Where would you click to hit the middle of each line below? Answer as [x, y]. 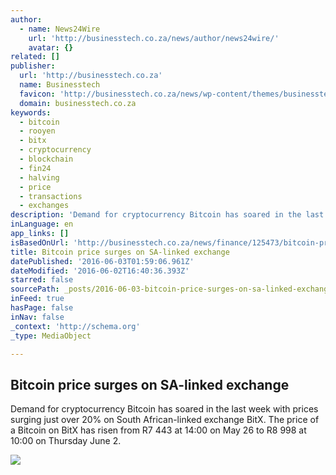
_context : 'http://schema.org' [75, 326]
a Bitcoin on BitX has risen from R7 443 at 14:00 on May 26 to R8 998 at [158, 430]
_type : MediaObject [51, 336]
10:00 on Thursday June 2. [66, 441]
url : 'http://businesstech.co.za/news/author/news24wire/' [154, 38]
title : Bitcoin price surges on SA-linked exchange [120, 252]
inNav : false [37, 317]
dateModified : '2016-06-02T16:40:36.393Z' [100, 271]
